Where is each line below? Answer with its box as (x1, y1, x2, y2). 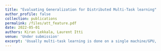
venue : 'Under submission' (5, 34, 59, 39)
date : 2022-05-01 (5, 25, 40, 30)
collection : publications (5, 16, 57, 21)
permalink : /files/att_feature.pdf (5, 20, 77, 26)
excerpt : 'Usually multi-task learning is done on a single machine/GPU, (5, 39, 157, 44)
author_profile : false (5, 12, 51, 17)
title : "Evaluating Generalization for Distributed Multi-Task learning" (5, 7, 157, 12)
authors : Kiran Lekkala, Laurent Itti (5, 30, 83, 34)
